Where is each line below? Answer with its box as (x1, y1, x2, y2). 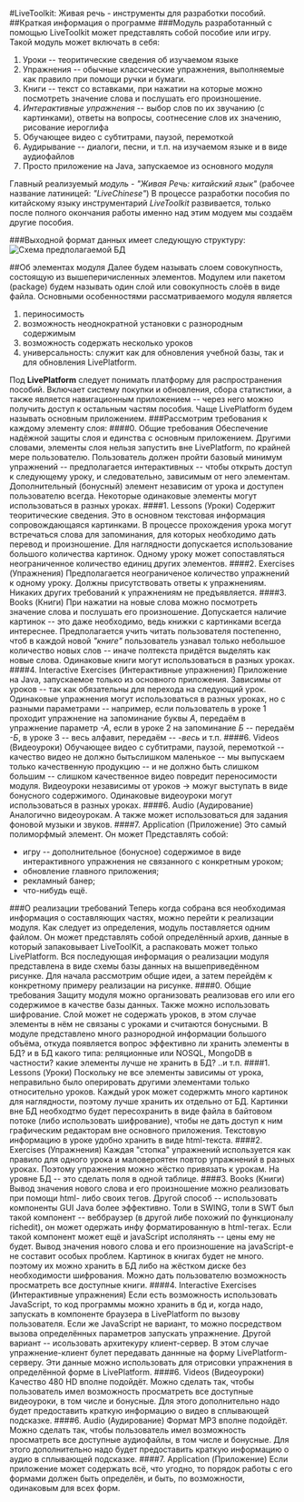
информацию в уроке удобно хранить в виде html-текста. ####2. (9, 1134, 263, 1145)
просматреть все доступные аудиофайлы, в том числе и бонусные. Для (9, 1435, 289, 1445)
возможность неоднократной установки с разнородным (22, 318, 243, 328)
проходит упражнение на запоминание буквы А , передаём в (9, 713, 247, 723)
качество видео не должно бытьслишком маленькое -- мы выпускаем (9, 751, 285, 762)
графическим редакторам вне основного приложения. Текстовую (9, 1125, 267, 1135)
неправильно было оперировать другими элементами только (9, 1077, 250, 1087)
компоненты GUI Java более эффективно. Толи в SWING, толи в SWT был (9, 1203, 295, 1213)
